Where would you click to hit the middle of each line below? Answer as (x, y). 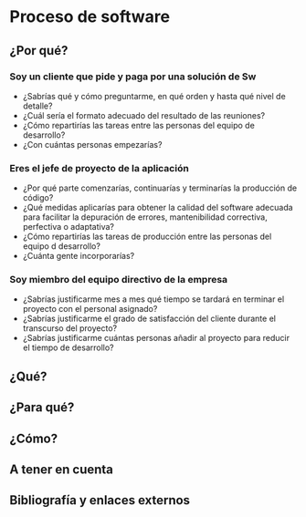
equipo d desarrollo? (61, 246)
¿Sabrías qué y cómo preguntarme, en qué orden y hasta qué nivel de (154, 96)
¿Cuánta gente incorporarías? (79, 256)
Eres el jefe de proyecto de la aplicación (99, 168)
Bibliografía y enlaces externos (100, 500)
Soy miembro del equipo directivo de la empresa (119, 280)
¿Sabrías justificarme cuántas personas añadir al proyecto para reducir (156, 338)
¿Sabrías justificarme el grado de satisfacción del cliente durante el (149, 319)
